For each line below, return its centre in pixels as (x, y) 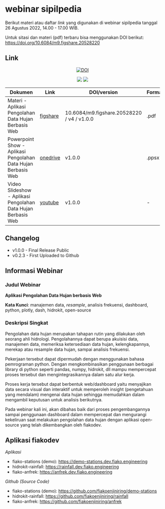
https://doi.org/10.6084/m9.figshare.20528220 (53, 42)
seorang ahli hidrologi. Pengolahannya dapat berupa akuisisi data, (72, 339)
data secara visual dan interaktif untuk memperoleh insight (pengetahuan (79, 389)
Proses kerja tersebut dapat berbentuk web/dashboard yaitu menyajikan (78, 384)
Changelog (22, 239)
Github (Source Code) (27, 481)
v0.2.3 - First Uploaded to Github (46, 255)
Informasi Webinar (34, 270)
